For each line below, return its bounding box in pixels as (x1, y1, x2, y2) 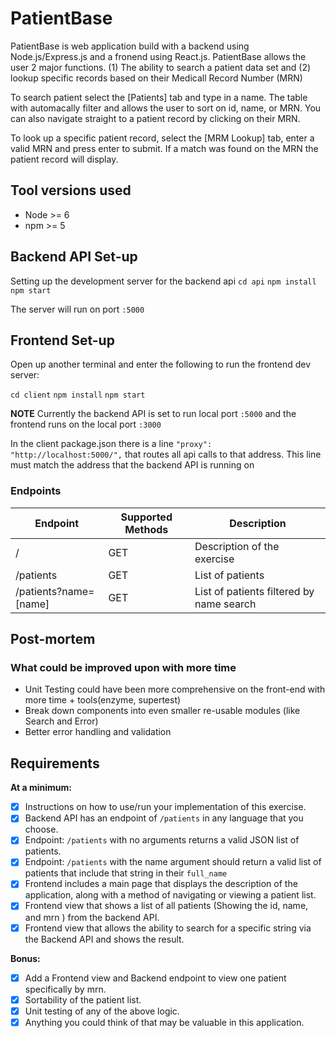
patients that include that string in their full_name (24, 867, 228, 879)
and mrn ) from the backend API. (24, 911, 160, 923)
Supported (120, 510, 173, 524)
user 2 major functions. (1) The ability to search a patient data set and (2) (10, 61, 312, 73)
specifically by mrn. (24, 983, 107, 995)
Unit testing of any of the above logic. (24, 1005, 180, 1017)
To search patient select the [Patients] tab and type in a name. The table (10, 91, 308, 103)
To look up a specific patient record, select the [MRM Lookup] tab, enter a (10, 132, 315, 144)
